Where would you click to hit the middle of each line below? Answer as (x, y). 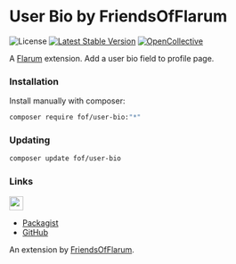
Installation (34, 81)
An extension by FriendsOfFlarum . (72, 249)
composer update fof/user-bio (65, 159)
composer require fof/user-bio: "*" (75, 118)
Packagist (41, 223)
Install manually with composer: (67, 101)
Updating (30, 140)
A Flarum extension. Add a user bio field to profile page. (112, 58)
